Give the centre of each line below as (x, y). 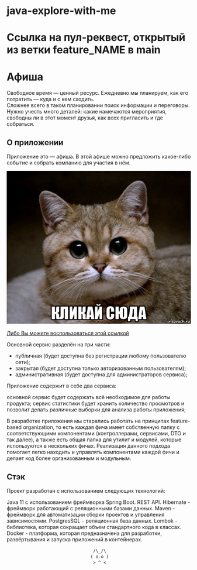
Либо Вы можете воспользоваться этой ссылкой (68, 333)
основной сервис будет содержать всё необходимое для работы (89, 397)
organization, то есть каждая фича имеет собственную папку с (101, 427)
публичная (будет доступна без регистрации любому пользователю (101, 356)
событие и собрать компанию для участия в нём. (69, 163)
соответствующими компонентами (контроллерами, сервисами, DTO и (96, 434)
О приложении (35, 142)
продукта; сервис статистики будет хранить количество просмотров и (96, 404)
